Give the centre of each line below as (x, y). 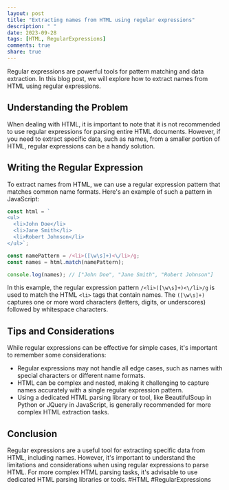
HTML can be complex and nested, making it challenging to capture (113, 383)
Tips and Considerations (61, 331)
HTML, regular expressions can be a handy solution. (81, 146)
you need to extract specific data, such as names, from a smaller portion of (113, 139)
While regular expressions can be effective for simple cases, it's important (112, 348)
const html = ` (29, 211)
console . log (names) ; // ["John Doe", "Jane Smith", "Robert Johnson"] (110, 275)
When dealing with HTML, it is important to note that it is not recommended (114, 124)
